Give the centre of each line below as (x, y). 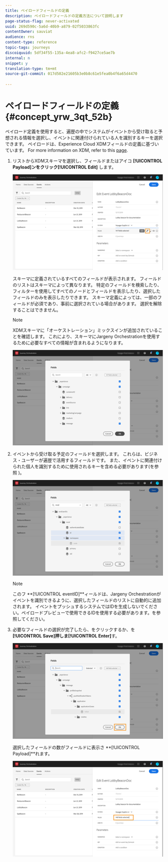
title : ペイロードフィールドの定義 (37, 10)
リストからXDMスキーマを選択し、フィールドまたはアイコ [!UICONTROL (87, 160)
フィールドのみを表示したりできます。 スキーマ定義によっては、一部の (85, 297)
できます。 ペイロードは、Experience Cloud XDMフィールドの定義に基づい (82, 144)
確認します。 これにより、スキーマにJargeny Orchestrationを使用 (88, 336)
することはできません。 (36, 309)
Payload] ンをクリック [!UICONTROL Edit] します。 (64, 167)
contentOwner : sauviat (29, 32)
